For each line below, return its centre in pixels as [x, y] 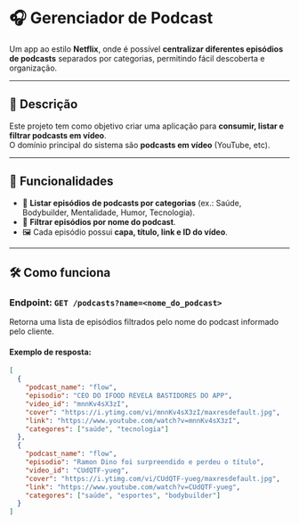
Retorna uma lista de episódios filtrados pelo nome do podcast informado [144, 322]
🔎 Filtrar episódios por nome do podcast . [99, 221]
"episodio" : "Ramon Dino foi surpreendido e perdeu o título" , [145, 462]
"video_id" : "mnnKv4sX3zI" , [77, 403]
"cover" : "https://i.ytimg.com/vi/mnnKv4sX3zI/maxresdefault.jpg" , [153, 412]
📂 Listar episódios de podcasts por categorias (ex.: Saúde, [132, 203]
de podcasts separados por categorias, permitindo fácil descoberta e [137, 58]
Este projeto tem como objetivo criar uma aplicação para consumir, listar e [147, 126]
